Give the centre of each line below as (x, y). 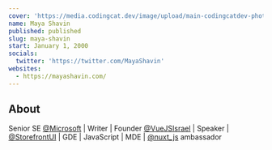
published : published (45, 31)
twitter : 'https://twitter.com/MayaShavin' (90, 62)
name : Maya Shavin (39, 24)
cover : (19, 16)
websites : (25, 69)
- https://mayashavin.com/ (61, 76)
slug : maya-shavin (39, 39)
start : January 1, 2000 (49, 46)
